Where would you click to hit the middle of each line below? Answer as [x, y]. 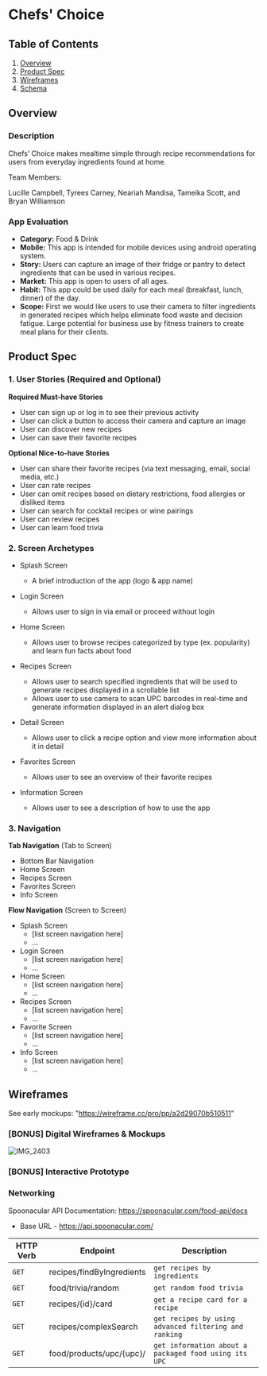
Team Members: [35, 177]
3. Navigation [35, 828]
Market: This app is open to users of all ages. [94, 281]
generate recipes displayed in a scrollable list [106, 690]
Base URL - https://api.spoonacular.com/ [86, 1226]
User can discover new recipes [70, 429]
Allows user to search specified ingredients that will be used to [134, 681]
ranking [168, 1334]
